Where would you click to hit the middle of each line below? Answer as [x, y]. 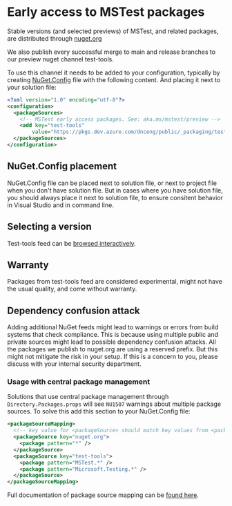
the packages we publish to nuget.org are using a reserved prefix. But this [113, 349]
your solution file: [32, 87]
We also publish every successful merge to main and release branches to [112, 52]
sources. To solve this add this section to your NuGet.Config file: [99, 411]
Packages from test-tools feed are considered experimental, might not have [115, 282]
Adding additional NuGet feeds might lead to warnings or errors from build [113, 327]
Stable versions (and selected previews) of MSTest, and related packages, [113, 31]
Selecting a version [49, 227]
